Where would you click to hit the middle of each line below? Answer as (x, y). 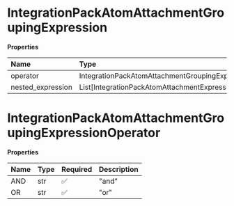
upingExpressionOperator (84, 133)
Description (118, 169)
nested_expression (42, 87)
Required (77, 169)
